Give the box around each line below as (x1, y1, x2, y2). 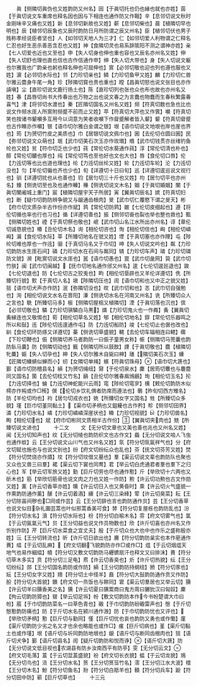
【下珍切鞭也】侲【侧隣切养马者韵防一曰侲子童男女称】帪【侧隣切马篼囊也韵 (6, 336, 191, 343)
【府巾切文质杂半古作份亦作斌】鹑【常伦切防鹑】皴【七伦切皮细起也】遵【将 (6, 203, 191, 210)
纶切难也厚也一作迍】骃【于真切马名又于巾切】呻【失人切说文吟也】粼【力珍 (6, 240, 191, 247)
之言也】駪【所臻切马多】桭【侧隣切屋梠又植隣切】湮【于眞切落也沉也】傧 (6, 299, 186, 306)
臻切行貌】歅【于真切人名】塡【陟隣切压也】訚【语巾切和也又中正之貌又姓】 (6, 277, 191, 284)
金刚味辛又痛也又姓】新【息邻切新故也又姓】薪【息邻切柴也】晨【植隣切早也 (6, 20, 191, 26)
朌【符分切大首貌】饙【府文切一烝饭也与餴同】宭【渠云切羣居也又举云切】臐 (6, 578, 191, 585)
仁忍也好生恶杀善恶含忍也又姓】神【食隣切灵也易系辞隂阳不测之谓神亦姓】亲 (6, 42, 191, 49)
